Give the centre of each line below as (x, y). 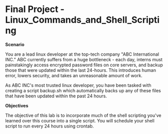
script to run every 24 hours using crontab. (50, 126)
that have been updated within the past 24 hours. (56, 96)
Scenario (15, 44)
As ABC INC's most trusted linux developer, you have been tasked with (78, 85)
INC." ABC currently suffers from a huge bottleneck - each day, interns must (84, 59)
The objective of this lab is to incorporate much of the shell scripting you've (83, 115)
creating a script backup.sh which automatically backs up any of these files (83, 90)
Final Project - (35, 9)
